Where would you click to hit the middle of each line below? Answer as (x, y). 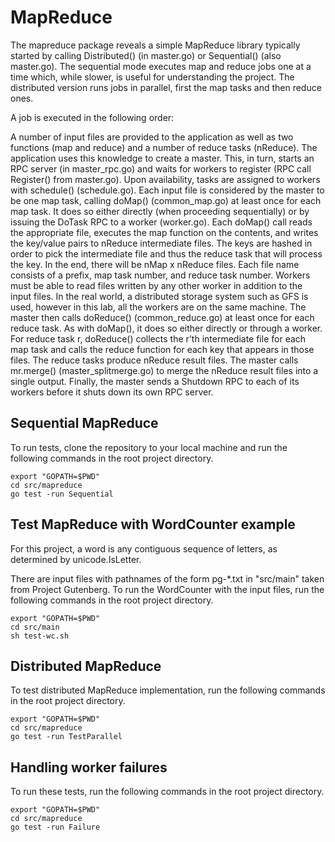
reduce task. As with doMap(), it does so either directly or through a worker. (166, 328)
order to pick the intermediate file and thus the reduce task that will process (166, 253)
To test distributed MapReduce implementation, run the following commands (168, 690)
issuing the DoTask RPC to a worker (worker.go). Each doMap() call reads (161, 222)
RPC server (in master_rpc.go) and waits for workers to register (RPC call (161, 168)
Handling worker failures (89, 767)
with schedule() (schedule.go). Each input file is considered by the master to (167, 190)
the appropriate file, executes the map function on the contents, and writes (164, 232)
